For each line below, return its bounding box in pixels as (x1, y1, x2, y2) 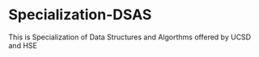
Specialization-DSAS (8, 6, 152, 24)
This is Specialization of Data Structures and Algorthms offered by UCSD (8, 32, 252, 42)
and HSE (8, 40, 38, 50)
